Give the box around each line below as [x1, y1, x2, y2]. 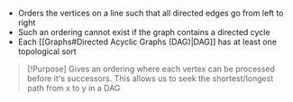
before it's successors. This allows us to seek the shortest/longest [26, 73, 274, 84]
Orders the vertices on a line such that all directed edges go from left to [17, 8, 284, 18]
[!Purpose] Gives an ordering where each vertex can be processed [26, 63, 275, 74]
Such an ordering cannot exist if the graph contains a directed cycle [17, 27, 270, 37]
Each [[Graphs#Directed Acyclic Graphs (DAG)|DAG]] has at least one [17, 36, 278, 47]
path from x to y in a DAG [26, 83, 121, 93]
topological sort [17, 46, 77, 57]
